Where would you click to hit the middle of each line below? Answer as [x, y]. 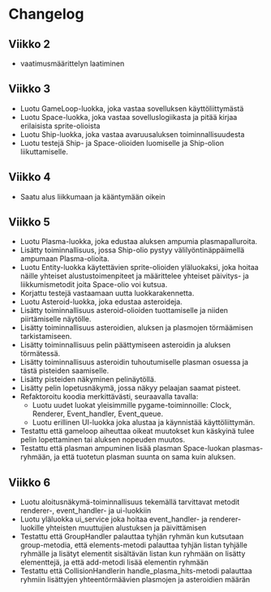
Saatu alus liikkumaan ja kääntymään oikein [92, 196]
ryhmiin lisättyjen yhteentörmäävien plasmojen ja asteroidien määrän [135, 580]
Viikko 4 [30, 177]
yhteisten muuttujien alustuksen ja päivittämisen [126, 528]
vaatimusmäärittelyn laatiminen [72, 63]
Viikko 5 [29, 223]
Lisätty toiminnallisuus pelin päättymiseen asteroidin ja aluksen [125, 345]
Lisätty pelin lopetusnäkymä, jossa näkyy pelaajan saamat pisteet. [130, 388]
